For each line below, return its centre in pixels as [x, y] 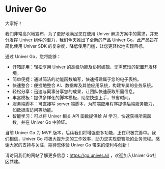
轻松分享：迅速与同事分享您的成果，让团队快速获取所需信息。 [75, 91]
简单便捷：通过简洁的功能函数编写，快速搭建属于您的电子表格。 [77, 79]
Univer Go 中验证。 [50, 122]
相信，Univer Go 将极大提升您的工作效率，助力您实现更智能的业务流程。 [82, 139]
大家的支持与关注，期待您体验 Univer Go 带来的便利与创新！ [70, 145]
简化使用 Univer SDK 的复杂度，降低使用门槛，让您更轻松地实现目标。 [76, 46]
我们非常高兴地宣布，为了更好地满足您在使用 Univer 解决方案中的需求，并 [80, 33]
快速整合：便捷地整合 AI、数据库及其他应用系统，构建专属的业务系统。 [84, 85]
